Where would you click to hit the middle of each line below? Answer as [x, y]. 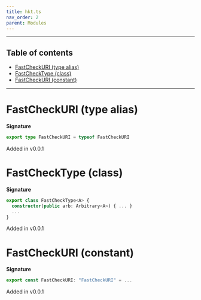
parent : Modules [26, 23]
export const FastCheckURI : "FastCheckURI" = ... [69, 280]
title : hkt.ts [24, 12]
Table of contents [39, 52]
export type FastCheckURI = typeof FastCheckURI [68, 137]
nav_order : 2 [22, 17]
